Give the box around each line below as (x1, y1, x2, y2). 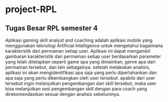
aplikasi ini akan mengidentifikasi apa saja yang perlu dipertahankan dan (5, 70, 157, 76)
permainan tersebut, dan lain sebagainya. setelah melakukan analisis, (5, 64, 151, 70)
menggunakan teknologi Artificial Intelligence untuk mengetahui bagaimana (5, 43, 163, 49)
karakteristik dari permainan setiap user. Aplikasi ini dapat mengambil (5, 48, 151, 54)
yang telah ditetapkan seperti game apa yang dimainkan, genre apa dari (5, 59, 156, 64)
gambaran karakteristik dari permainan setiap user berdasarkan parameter (5, 53, 161, 59)
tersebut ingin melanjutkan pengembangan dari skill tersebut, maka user (5, 80, 156, 86)
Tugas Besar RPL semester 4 (5, 24, 98, 32)
